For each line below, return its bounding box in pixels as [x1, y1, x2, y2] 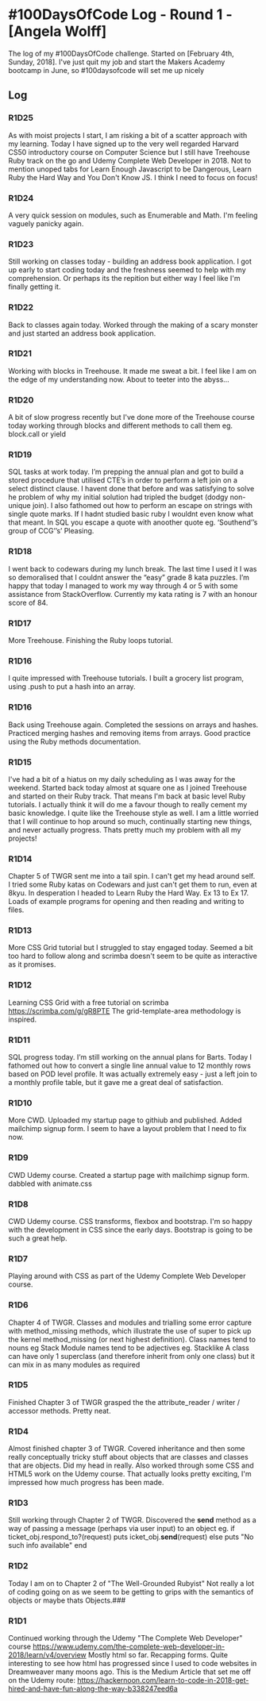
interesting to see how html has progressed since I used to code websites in [8, 1659, 257, 1668]
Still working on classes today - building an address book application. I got [8, 256, 253, 267]
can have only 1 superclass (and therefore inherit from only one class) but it [8, 1351, 256, 1360]
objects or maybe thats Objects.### [8, 1595, 126, 1605]
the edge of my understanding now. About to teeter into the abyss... [8, 375, 230, 384]
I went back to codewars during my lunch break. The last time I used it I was [8, 564, 257, 573]
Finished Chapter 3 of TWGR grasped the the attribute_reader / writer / [8, 1397, 241, 1407]
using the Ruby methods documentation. [8, 737, 141, 746]
